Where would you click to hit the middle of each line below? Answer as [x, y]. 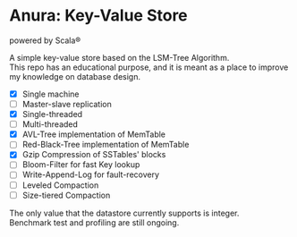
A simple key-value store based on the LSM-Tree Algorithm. [119, 57]
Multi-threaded [50, 124]
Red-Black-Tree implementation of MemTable [106, 145]
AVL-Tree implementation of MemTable [94, 134]
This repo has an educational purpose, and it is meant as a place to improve [149, 67]
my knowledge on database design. [75, 76]
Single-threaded [52, 114]
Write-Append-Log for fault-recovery [90, 174]
